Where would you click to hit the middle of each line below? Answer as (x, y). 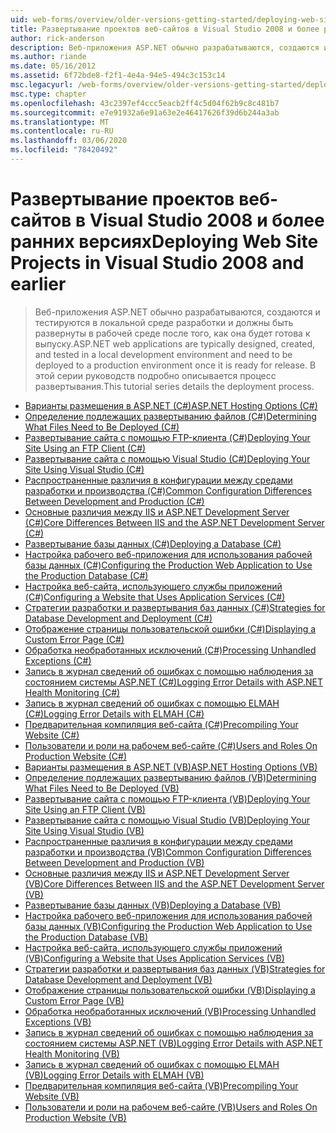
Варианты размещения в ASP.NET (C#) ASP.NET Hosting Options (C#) (171, 405)
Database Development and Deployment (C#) (118, 618)
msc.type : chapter (48, 94)
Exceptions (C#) (58, 660)
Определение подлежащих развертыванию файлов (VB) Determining (170, 777)
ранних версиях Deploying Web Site (164, 242)
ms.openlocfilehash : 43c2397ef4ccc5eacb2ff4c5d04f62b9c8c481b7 (145, 103)
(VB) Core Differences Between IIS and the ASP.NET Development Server (174, 883)
